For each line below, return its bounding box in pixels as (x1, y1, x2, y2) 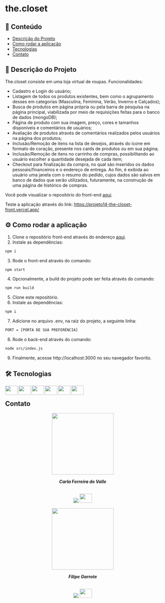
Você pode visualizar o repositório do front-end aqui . (5, 191, 113, 197)
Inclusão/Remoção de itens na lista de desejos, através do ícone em (12, 140, 151, 146)
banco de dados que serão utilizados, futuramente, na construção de (12, 177, 153, 183)
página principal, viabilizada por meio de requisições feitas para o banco (12, 109, 160, 115)
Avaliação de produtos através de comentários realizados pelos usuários (12, 130, 160, 136)
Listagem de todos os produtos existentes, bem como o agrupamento (12, 93, 154, 99)
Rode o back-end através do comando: (12, 337, 92, 342)
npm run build (5, 286, 34, 290)
